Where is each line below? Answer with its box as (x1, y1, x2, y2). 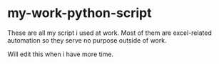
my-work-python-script (7, 5, 152, 21)
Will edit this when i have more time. (7, 50, 114, 58)
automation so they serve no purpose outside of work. (7, 36, 167, 44)
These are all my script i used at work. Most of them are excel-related (7, 28, 212, 37)
